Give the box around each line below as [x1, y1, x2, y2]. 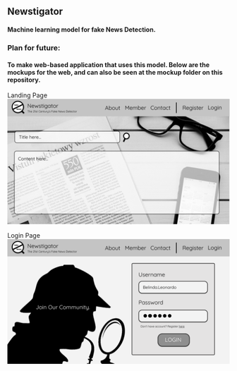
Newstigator [7, 6, 63, 18]
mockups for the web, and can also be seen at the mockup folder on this [7, 68, 224, 76]
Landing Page [7, 91, 48, 99]
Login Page [7, 231, 41, 239]
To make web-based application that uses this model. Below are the [7, 60, 210, 69]
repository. [7, 75, 41, 84]
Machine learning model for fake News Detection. [7, 25, 157, 34]
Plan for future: [7, 42, 61, 52]
